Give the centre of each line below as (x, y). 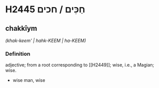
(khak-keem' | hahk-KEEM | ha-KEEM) (46, 40)
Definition (18, 54)
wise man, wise (29, 80)
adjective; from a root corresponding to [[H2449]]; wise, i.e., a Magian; (80, 65)
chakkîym (21, 28)
